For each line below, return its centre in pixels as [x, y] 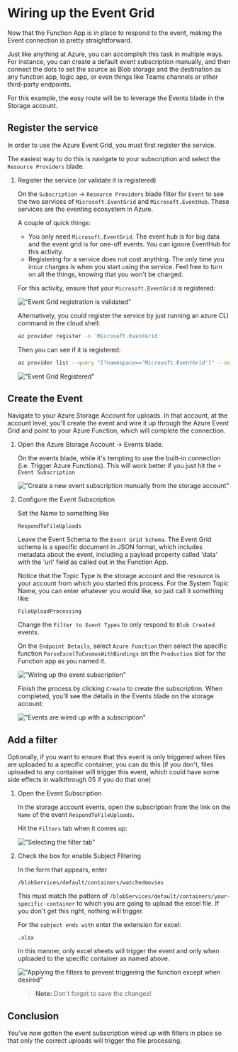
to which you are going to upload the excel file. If [148, 904]
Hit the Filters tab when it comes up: [73, 828]
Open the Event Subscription [59, 793]
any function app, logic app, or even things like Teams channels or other [113, 77]
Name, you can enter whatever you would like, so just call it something [120, 591]
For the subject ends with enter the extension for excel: [100, 925]
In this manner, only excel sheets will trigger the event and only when [118, 951]
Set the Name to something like [63, 514]
